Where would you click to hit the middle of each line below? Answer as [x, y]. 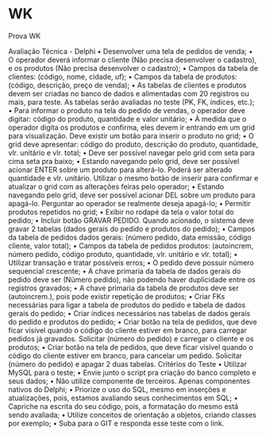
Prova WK [25, 36]
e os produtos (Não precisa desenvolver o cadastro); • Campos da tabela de [133, 68]
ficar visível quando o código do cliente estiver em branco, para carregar [128, 330]
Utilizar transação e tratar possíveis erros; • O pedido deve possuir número [131, 263]
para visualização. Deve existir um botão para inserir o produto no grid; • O [131, 135]
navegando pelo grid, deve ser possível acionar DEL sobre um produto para [132, 195]
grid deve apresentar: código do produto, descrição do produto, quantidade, [133, 144]
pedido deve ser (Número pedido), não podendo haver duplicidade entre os [132, 279]
